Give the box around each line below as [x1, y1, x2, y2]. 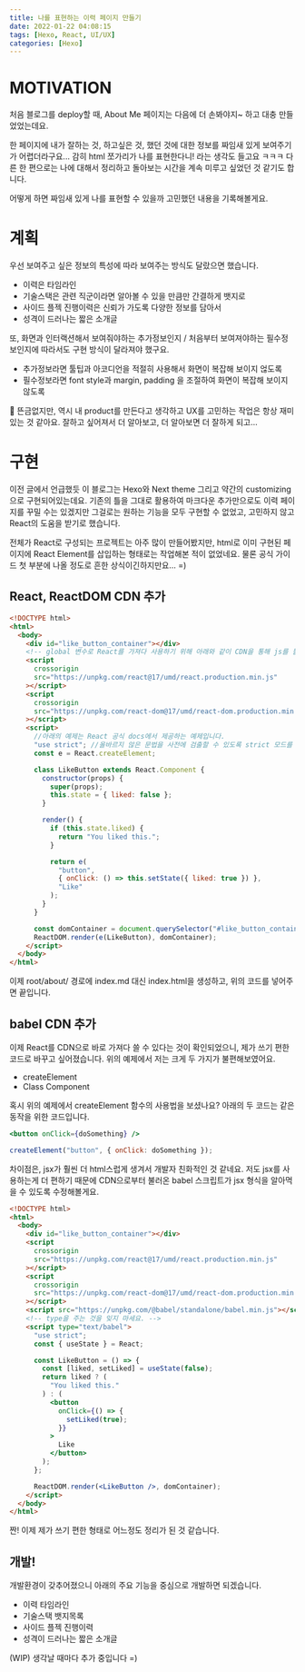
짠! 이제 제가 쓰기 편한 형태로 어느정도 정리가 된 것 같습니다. [9, 1525, 220, 1536]
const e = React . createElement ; [33, 749, 156, 758]
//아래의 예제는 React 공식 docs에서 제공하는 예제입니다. [33, 732, 225, 741]
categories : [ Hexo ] [9, 38, 84, 48]
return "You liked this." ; [57, 832, 161, 841]
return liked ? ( [42, 1373, 107, 1382]
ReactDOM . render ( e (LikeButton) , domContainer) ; [33, 932, 218, 941]
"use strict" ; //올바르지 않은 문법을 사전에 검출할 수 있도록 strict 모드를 [33, 741, 293, 750]
